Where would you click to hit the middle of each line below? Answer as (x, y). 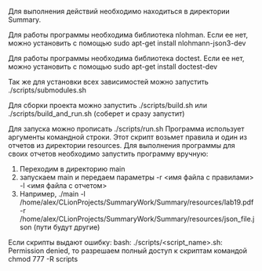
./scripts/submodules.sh (47, 90)
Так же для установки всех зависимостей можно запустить (109, 82)
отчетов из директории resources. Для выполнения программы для (122, 145)
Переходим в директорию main (72, 169)
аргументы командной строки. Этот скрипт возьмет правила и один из (127, 137)
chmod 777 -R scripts (43, 259)
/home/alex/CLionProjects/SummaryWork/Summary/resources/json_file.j (137, 219)
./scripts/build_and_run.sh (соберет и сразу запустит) (96, 114)
